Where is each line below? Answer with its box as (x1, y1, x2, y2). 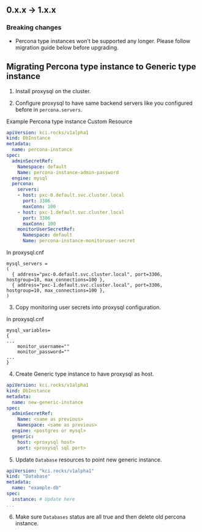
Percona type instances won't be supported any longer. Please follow (15, 37, 191, 45)
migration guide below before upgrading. (15, 44, 119, 51)
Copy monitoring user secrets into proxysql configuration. (15, 303, 161, 311)
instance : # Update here (12, 496, 75, 502)
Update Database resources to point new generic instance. (15, 456, 162, 463)
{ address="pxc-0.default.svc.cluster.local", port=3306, (12, 272, 163, 278)
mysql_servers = (6, 260, 48, 267)
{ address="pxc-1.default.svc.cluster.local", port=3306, (12, 282, 163, 288)
